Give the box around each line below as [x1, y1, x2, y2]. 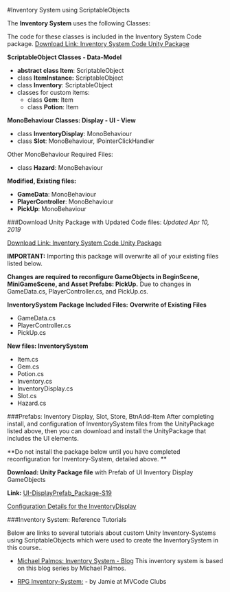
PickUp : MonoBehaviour [16, 205, 87, 212]
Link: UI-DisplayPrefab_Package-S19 [7, 489, 112, 497]
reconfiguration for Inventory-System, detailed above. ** [7, 455, 167, 463]
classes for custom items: [16, 89, 91, 96]
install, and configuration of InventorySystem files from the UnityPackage [7, 419, 215, 428]
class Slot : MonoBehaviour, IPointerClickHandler [16, 137, 154, 145]
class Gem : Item [27, 96, 73, 104]
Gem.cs [16, 362, 40, 371]
